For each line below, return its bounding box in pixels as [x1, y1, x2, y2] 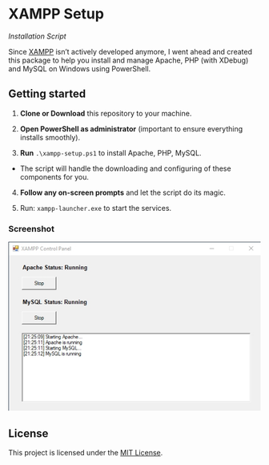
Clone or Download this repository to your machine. [19, 108, 192, 118]
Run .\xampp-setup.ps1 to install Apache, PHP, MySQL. [19, 148, 202, 157]
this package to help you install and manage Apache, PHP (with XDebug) [8, 55, 249, 65]
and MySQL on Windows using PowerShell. [8, 63, 151, 73]
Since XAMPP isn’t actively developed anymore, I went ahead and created [8, 46, 252, 56]
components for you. [19, 172, 90, 181]
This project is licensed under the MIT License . [8, 448, 163, 458]
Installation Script [8, 31, 66, 41]
